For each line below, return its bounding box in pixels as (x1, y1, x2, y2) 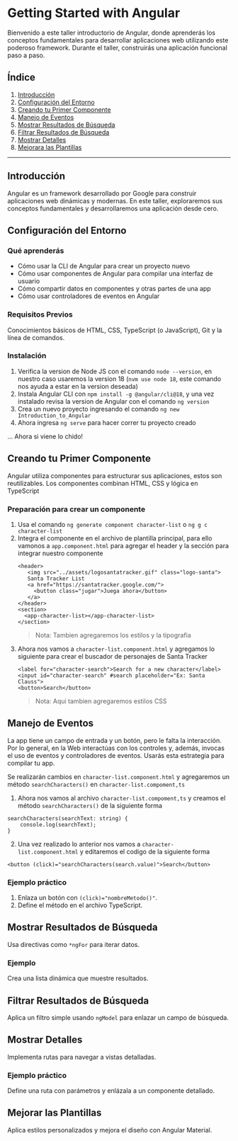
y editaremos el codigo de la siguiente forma (79, 847, 210, 856)
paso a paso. (7, 51, 45, 59)
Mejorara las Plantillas (17, 143, 82, 152)
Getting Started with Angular (7, 5, 181, 21)
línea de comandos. (7, 333, 65, 341)
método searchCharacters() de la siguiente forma (17, 801, 163, 810)
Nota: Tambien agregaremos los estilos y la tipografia (35, 630, 191, 639)
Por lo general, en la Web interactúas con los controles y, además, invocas (7, 744, 225, 752)
